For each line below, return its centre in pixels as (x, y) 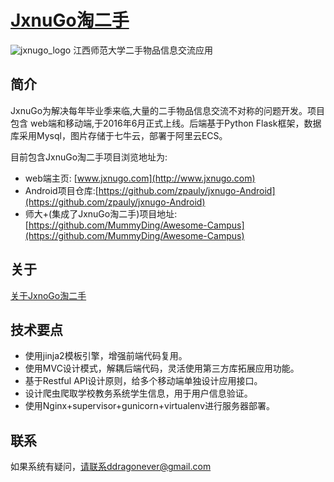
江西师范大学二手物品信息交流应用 (143, 50)
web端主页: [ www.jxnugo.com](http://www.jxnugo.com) (140, 178)
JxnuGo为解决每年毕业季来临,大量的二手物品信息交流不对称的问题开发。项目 (168, 110)
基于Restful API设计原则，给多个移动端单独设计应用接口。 (143, 381)
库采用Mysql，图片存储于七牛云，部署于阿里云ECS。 (119, 135)
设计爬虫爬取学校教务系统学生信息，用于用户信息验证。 (138, 393)
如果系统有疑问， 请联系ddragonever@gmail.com (111, 467)
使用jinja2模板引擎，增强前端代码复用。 (106, 356)
